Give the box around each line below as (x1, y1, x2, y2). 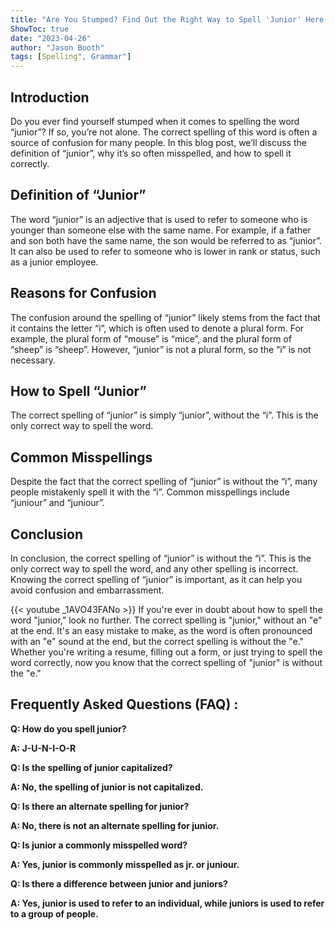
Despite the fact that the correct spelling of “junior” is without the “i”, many (10, 476, 318, 488)
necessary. (10, 354, 57, 366)
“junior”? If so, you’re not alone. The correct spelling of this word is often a (10, 126, 318, 138)
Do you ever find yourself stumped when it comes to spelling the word (10, 115, 300, 127)
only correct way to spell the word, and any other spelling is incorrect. (10, 563, 299, 575)
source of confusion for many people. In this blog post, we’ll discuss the (10, 136, 307, 148)
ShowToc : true (10, 24, 70, 34)
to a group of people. (10, 907, 99, 920)
